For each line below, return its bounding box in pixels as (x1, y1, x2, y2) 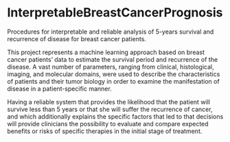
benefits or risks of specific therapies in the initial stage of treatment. (7, 127, 203, 135)
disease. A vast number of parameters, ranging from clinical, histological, (7, 62, 214, 71)
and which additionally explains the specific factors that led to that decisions (7, 112, 224, 121)
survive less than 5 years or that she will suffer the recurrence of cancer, (7, 105, 213, 113)
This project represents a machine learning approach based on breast (7, 48, 205, 56)
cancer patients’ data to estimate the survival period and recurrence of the (7, 55, 218, 63)
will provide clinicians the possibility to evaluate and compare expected (7, 119, 209, 128)
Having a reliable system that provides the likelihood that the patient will (7, 97, 211, 106)
